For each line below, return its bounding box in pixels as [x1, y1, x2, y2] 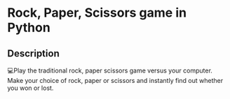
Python [7, 20, 50, 36]
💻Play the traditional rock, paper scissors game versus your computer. [7, 66, 212, 75]
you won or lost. [7, 84, 54, 92]
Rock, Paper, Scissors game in [7, 5, 187, 21]
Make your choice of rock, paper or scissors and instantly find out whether [7, 77, 223, 84]
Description [7, 47, 60, 59]
